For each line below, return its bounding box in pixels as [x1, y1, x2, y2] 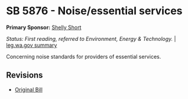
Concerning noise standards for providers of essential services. [6, 53, 161, 60]
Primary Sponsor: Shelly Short [6, 24, 82, 31]
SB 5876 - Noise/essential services [6, 4, 183, 18]
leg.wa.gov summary [6, 41, 57, 49]
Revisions [6, 70, 43, 81]
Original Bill [14, 86, 43, 93]
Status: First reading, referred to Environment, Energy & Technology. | [6, 35, 176, 42]
